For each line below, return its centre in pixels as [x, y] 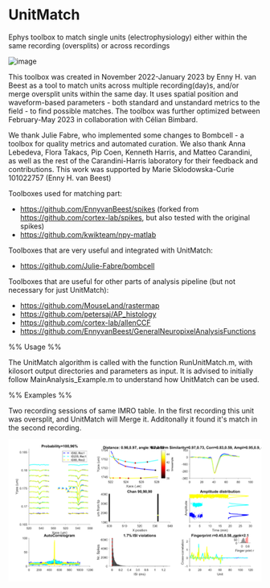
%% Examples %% [40, 395]
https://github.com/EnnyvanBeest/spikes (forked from [109, 209]
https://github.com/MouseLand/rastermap [90, 305]
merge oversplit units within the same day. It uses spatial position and [123, 93]
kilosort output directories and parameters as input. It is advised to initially [131, 371]
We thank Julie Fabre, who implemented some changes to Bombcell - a [127, 135]
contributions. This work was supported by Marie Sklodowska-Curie [121, 169]
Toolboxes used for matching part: [65, 193]
